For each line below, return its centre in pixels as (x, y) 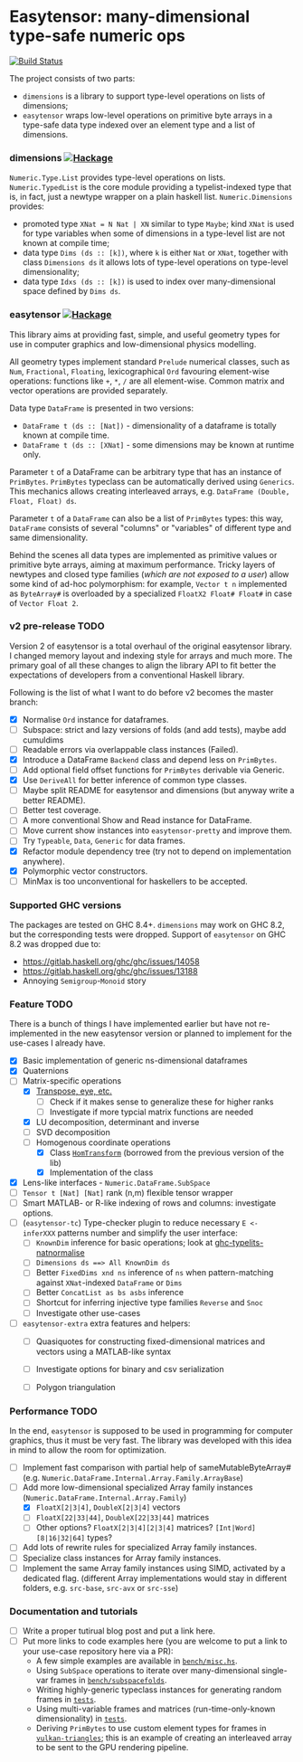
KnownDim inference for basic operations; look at (124, 1243)
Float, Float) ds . (43, 500)
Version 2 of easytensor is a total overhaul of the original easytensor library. (151, 646)
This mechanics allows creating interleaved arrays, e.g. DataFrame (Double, (150, 491)
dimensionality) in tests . (81, 1719)
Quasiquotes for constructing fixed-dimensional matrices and (150, 1341)
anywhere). (43, 861)
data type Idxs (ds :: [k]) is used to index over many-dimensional (149, 281)
